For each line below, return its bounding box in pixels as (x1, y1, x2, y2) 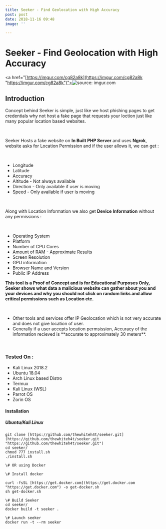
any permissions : (5, 214, 41, 219)
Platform (12, 238, 30, 244)
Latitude (12, 168, 30, 173)
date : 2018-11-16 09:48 (5, 17, 55, 22)
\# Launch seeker (5, 515, 41, 520)
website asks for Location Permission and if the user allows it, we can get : (5, 143, 159, 149)
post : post (5, 12, 28, 17)
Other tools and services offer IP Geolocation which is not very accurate (12, 315, 161, 321)
